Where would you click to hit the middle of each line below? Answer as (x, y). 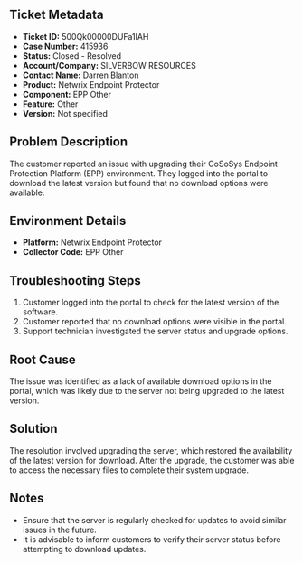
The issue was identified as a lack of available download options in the (141, 381)
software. (40, 312)
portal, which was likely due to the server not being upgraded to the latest (147, 391)
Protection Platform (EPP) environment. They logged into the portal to (139, 173)
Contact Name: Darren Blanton (80, 75)
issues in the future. (59, 530)
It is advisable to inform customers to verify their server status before (152, 539)
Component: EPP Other (66, 94)
